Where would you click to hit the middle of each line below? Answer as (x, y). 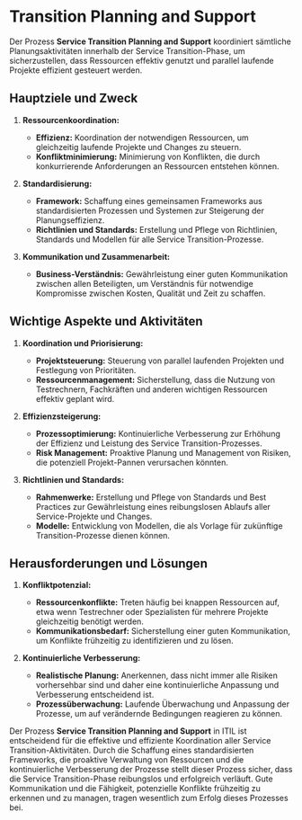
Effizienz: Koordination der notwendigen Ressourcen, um (142, 138)
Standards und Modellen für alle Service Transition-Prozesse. (150, 239)
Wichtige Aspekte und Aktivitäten (107, 321)
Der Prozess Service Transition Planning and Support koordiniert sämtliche (151, 41)
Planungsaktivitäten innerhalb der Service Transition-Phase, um (127, 50)
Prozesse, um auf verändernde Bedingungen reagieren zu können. (159, 714)
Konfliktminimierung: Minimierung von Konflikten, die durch (148, 156)
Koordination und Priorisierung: (83, 343)
